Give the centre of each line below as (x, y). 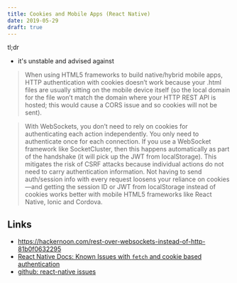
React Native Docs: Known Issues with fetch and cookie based (110, 257)
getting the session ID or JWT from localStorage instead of (130, 187)
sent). (33, 113)
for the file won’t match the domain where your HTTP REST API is (120, 97)
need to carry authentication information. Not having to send (113, 172)
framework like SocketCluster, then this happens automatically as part (127, 149)
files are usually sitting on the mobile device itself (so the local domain (127, 90)
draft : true (25, 27)
